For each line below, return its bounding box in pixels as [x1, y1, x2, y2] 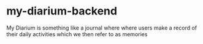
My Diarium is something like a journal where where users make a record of [6, 24, 197, 31]
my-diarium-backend [6, 4, 118, 18]
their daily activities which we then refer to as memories [6, 30, 148, 37]
